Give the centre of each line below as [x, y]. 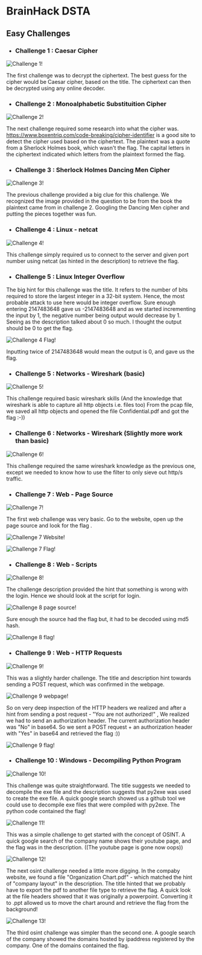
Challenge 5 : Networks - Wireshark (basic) [80, 374]
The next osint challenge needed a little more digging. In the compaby [93, 870]
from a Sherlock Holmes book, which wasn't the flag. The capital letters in [98, 148]
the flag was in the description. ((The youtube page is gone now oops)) [95, 847]
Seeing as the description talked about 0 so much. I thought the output [94, 322]
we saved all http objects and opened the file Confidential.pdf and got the [98, 411]
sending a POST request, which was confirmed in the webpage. [85, 684]
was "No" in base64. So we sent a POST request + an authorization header [99, 727]
